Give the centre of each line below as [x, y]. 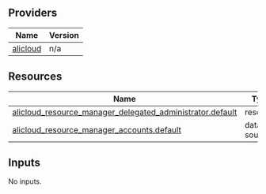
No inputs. [25, 181]
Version [64, 35]
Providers [33, 13]
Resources [35, 77]
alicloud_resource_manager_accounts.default [97, 129]
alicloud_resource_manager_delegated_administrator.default [125, 112]
